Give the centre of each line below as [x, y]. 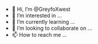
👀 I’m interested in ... [37, 15]
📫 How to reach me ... [39, 35]
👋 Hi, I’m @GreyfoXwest [41, 9]
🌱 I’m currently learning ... [43, 22]
